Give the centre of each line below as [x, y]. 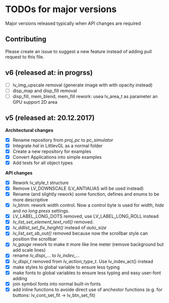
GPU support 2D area [35, 102]
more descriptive [30, 200]
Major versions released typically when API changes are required [73, 23]
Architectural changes [29, 130]
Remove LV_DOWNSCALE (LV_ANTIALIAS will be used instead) [78, 188]
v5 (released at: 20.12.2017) [50, 118]
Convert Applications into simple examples [57, 157]
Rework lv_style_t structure [41, 183]
